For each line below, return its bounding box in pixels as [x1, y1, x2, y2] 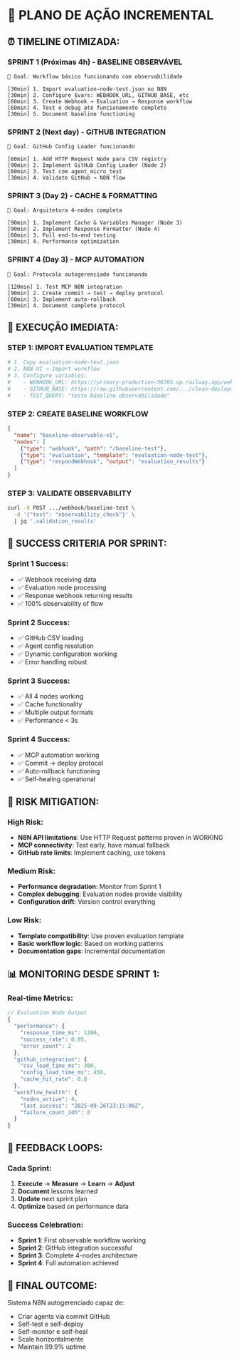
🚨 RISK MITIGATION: [7, 796, 100, 808]
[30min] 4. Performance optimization [7, 238, 119, 245]
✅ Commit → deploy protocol [17, 758, 104, 767]
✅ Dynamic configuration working [17, 649, 117, 658]
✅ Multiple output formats [17, 708, 94, 716]
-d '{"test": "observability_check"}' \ [14, 511, 135, 518]
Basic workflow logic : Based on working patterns [17, 939, 164, 947]
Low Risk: [7, 915, 42, 925]
